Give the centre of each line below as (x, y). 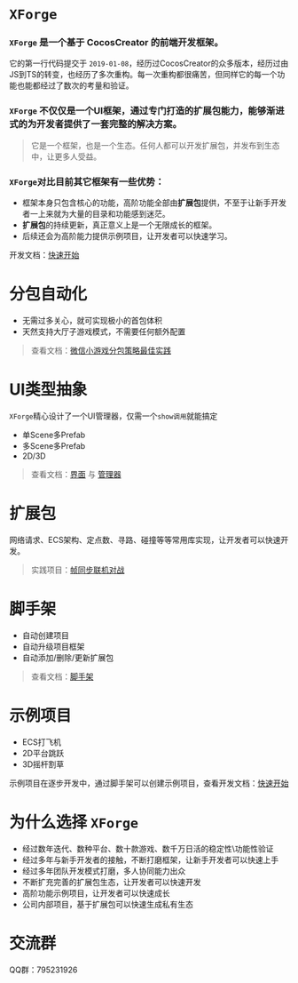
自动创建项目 (45, 635)
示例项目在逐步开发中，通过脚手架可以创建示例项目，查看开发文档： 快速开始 (149, 783)
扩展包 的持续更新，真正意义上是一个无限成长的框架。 (119, 225)
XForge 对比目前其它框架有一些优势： (87, 181)
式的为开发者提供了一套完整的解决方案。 (95, 124)
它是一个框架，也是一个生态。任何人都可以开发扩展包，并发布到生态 (155, 145)
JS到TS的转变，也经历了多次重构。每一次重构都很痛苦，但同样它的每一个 (143, 75)
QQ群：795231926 (43, 970)
